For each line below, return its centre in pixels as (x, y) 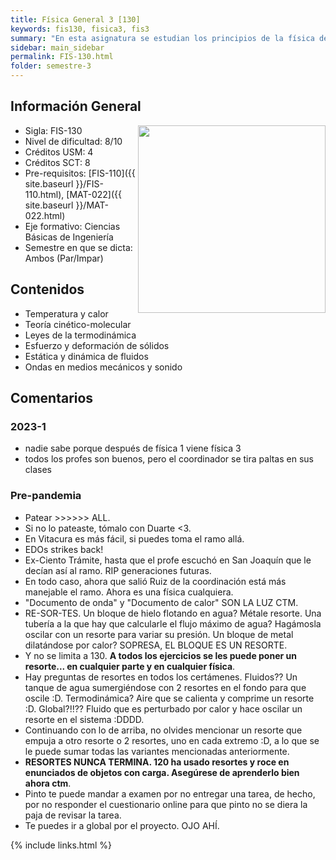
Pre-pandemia (46, 496)
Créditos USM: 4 (59, 152)
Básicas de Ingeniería (69, 237)
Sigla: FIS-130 (53, 130)
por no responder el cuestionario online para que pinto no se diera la (166, 804)
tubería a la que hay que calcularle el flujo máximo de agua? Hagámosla (173, 623)
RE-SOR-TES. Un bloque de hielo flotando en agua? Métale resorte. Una (173, 613)
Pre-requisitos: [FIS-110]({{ (80, 173)
